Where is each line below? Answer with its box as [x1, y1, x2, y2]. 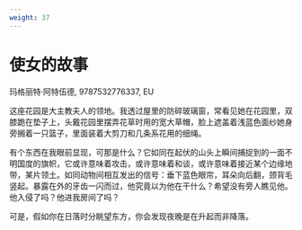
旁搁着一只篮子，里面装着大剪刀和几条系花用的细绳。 [9, 128, 207, 138]
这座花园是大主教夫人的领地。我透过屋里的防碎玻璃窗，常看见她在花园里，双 [9, 105, 293, 116]
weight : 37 [9, 13, 50, 22]
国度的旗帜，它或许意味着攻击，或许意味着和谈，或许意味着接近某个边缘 [16, 158, 285, 169]
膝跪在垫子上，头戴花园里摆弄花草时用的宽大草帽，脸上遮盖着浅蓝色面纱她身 [9, 116, 293, 127]
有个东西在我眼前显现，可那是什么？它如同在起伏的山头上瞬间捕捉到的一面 [9, 146, 285, 157]
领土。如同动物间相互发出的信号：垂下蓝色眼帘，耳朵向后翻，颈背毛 [40, 169, 293, 180]
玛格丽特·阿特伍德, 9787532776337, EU [9, 86, 155, 97]
